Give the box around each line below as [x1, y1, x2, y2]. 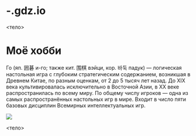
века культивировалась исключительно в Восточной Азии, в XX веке [6, 83, 180, 90]
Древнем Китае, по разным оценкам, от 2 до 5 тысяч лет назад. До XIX [6, 77, 185, 84]
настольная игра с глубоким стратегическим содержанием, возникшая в [6, 70, 191, 77]
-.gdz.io [6, 4, 46, 18]
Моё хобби [6, 44, 61, 57]
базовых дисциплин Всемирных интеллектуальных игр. [6, 101, 146, 109]
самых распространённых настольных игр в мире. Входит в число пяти [6, 96, 186, 103]
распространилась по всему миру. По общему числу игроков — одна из [6, 89, 188, 96]
